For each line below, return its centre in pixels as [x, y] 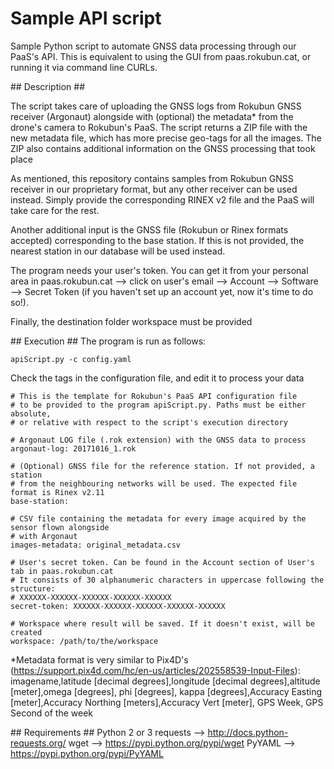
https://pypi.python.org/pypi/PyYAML [87, 753]
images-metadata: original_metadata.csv [96, 545]
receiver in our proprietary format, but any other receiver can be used [154, 189]
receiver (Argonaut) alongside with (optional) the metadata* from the [152, 116]
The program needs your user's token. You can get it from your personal [159, 270]
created [26, 632]
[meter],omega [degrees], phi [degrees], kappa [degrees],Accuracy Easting [166, 691]
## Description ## [47, 86]
